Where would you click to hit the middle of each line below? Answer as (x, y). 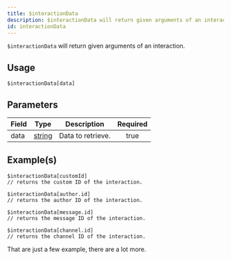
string (43, 136)
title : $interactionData (43, 13)
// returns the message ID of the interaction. (77, 218)
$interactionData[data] (41, 83)
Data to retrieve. (85, 136)
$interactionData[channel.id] (51, 230)
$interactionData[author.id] (49, 194)
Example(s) (32, 160)
